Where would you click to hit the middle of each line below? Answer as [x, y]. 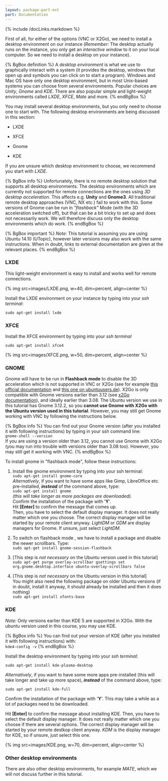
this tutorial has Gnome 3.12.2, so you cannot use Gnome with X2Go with [81, 406]
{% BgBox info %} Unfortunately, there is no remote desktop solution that [81, 181]
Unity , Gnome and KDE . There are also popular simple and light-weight [78, 91]
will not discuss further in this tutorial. [44, 774]
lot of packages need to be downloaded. [47, 704]
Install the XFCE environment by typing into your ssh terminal [68, 336]
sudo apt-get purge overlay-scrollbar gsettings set [69, 562]
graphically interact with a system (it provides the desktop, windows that [80, 70]
